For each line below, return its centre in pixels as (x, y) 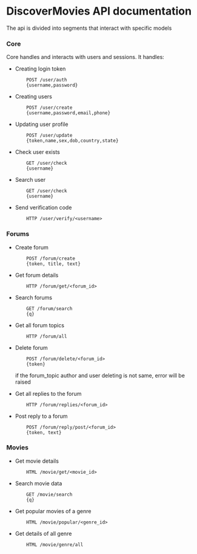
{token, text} (44, 432)
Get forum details (37, 275)
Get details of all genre (43, 533)
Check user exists (38, 152)
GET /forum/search (49, 308)
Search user (30, 180)
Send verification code (43, 207)
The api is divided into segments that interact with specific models (89, 28)
